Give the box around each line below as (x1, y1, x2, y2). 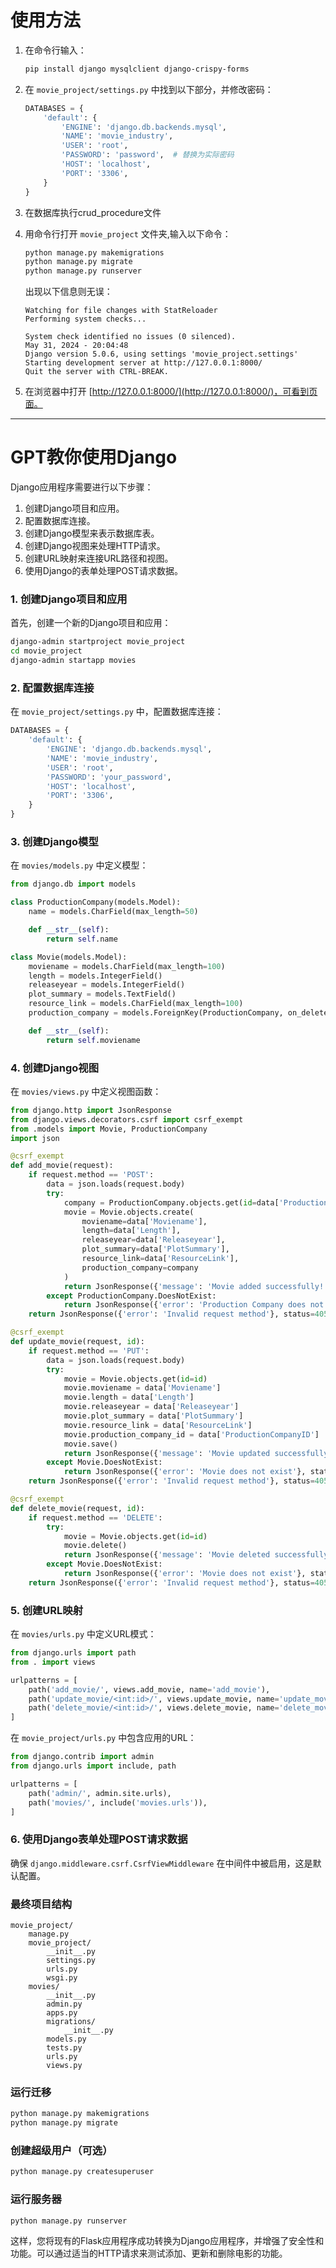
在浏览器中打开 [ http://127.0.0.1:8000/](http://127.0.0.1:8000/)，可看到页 (24, 386, 318, 398)
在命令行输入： (24, 44, 87, 56)
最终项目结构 (10, 1897, 73, 1911)
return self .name (46, 934, 118, 944)
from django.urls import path (10, 1648, 137, 1658)
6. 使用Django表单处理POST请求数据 (10, 1832, 188, 1846)
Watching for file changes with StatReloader (24, 306, 218, 316)
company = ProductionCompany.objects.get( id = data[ (63, 1197, 280, 1208)
